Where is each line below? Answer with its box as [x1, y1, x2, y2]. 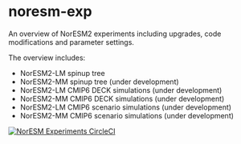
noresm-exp [8, 2, 92, 21]
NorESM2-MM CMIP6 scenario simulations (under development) [19, 110, 235, 120]
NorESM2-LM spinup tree [19, 68, 106, 78]
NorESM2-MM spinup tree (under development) [19, 77, 179, 86]
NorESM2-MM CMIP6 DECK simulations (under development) [19, 94, 225, 103]
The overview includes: [8, 53, 86, 62]
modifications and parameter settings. [8, 37, 135, 46]
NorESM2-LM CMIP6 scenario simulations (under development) [19, 102, 231, 112]
